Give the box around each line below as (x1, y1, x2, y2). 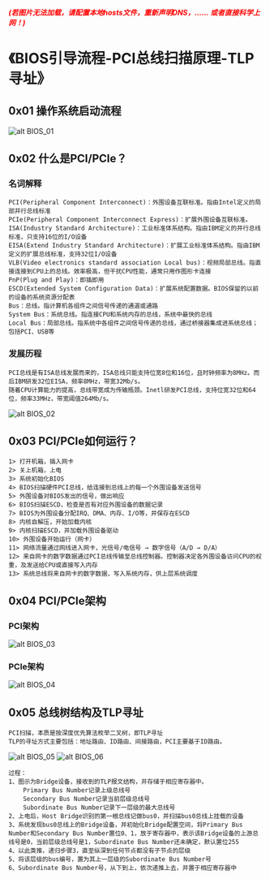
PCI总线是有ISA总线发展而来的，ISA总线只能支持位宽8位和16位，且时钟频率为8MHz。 (8, 368, 254, 377)
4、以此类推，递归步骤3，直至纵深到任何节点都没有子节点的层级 (8, 847, 191, 855)
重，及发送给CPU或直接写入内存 (8, 561, 99, 570)
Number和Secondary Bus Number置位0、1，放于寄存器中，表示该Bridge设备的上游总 (8, 829, 259, 838)
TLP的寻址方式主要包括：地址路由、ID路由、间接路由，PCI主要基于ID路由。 (8, 738, 226, 746)
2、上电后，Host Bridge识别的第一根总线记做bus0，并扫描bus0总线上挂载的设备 (8, 812, 245, 821)
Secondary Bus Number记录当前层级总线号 (23, 795, 150, 804)
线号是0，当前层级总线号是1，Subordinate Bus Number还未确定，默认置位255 (8, 838, 239, 847)
